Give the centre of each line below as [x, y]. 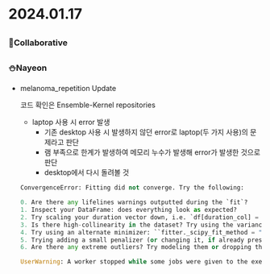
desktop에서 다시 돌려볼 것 [87, 172]
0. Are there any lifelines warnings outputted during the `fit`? [134, 202]
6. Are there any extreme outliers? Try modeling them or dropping [135, 247]
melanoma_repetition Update [68, 89]
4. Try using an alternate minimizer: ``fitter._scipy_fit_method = [137, 232]
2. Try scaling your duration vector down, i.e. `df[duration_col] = [139, 217]
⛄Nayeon [28, 68]
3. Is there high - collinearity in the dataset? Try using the [127, 225]
